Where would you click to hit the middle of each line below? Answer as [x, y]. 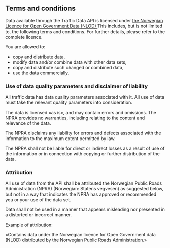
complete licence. [24, 37]
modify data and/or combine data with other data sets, [70, 62]
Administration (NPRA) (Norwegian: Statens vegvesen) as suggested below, [84, 189]
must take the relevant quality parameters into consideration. [69, 103]
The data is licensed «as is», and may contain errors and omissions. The [81, 113]
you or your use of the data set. [38, 200]
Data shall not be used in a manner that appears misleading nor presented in [85, 210]
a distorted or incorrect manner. [39, 215]
